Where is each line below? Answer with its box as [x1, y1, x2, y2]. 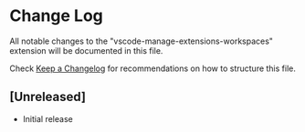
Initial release [22, 113, 73, 124]
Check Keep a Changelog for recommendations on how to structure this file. [9, 63, 297, 74]
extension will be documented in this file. [9, 45, 163, 56]
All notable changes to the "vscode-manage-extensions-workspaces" [9, 36, 274, 46]
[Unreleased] [9, 89, 87, 105]
